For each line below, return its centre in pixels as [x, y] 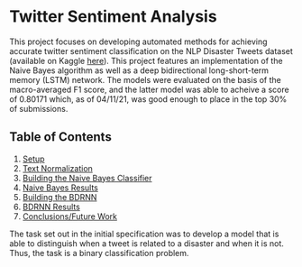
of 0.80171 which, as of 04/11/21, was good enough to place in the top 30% [148, 99]
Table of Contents [61, 137]
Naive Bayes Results [60, 188]
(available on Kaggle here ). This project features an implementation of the [146, 60]
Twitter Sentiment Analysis [114, 17]
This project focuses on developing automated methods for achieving [138, 41]
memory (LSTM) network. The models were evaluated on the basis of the [146, 79]
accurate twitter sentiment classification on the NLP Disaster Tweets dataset [151, 51]
